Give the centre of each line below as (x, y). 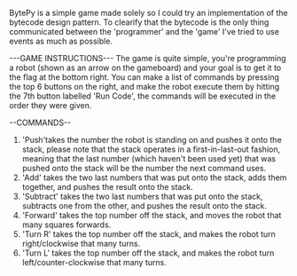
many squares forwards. (66, 225)
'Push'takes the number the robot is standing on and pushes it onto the (152, 140)
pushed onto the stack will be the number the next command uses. (144, 168)
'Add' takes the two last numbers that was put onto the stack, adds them (154, 177)
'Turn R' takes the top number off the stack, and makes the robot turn (149, 234)
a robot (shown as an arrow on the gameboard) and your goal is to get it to (145, 67)
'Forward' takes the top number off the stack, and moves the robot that (152, 215)
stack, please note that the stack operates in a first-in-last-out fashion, (151, 149)
